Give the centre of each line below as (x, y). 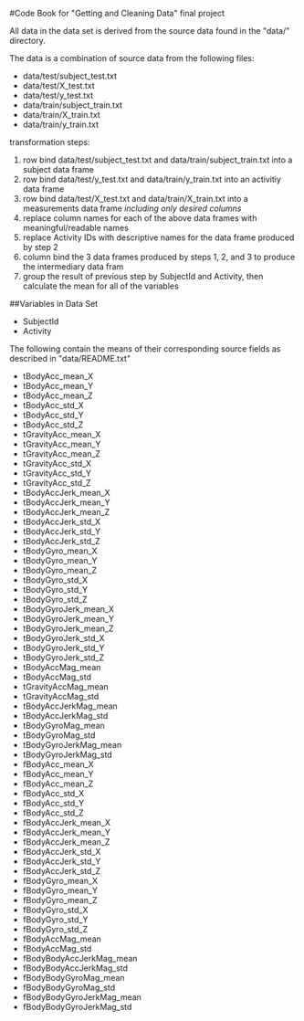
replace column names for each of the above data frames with (140, 218)
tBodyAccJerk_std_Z (61, 541)
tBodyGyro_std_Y (55, 589)
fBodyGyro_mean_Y (60, 890)
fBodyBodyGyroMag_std (69, 987)
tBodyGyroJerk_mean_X (68, 609)
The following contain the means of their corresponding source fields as (145, 349)
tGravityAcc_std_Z (57, 483)
